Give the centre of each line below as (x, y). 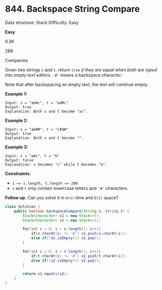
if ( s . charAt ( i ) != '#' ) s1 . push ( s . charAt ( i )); (79, 234)
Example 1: (16, 94)
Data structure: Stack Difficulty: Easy (42, 22)
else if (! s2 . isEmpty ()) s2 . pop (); (66, 260)
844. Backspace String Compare (72, 9)
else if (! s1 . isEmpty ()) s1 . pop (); (66, 238)
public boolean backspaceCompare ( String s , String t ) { (72, 211)
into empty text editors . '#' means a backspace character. (64, 75)
